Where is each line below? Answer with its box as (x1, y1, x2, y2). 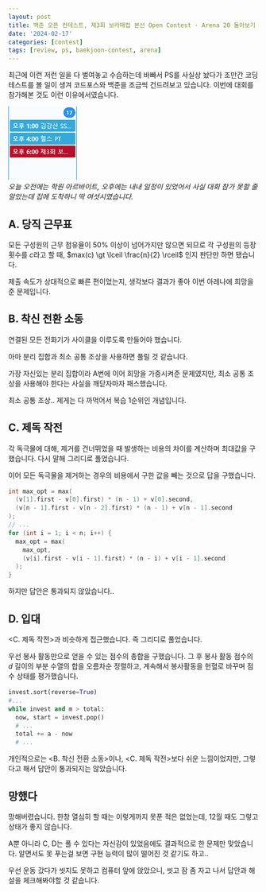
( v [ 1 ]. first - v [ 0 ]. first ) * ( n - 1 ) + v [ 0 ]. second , (15, 495, 194, 504)
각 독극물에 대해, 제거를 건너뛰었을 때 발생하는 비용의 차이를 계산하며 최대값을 (8, 444, 248, 453)
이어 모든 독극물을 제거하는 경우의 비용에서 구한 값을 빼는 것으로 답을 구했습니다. (8, 470, 256, 480)
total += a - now (15, 730, 73, 739)
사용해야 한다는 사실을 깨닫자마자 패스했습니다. (22, 378, 168, 388)
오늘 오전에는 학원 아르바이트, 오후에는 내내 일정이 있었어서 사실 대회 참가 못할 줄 (8, 182, 258, 192)
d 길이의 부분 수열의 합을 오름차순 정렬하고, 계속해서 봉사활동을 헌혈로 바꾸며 (8, 661, 246, 671)
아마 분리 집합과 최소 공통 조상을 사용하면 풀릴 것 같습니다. (8, 351, 188, 361)
